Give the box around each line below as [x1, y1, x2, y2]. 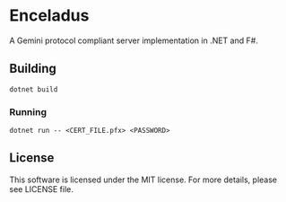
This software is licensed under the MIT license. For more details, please [9, 174, 278, 185]
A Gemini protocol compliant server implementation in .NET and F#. [9, 35, 258, 46]
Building [9, 61, 56, 76]
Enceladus [9, 5, 90, 26]
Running [9, 105, 48, 118]
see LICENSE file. [9, 183, 74, 194]
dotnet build [9, 84, 58, 94]
